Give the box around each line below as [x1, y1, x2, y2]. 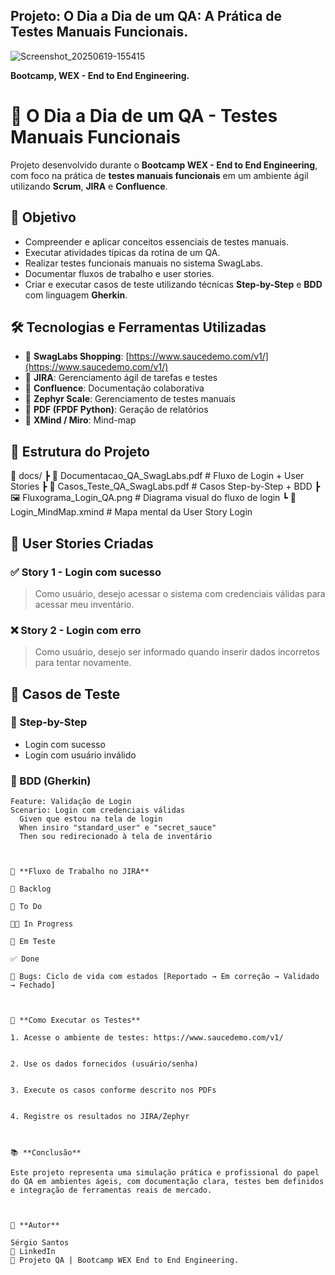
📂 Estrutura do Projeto [10, 443, 150, 460]
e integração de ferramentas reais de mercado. [10, 1185, 213, 1196]
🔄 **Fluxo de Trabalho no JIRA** [10, 867, 150, 877]
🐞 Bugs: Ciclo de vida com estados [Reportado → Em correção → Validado [10, 972, 320, 982]
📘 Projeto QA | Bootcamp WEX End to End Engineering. [10, 1255, 240, 1266]
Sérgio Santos [10, 1238, 70, 1248]
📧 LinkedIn [10, 1247, 56, 1257]
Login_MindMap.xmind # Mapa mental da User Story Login [10, 506, 253, 518]
